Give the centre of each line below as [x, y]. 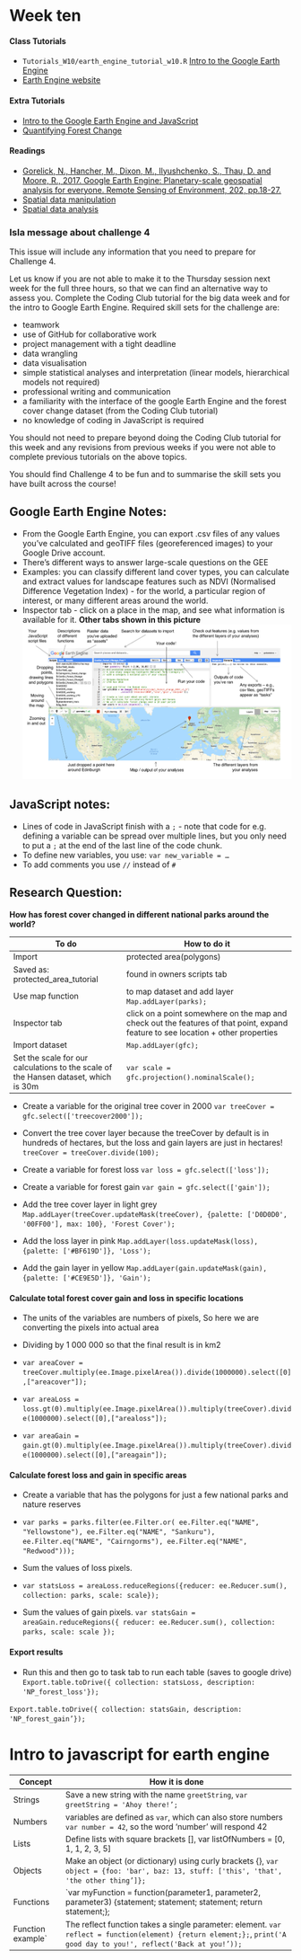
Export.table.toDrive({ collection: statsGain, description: [126, 1709]
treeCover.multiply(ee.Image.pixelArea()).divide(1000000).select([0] [157, 1373]
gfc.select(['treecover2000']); [82, 1117]
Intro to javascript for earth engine [140, 1754]
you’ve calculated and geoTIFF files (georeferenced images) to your [147, 543]
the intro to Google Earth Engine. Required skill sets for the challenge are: [145, 307]
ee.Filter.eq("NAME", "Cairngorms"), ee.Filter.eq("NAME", [135, 1542]
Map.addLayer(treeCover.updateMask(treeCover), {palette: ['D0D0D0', [155, 1215]
